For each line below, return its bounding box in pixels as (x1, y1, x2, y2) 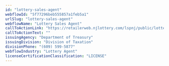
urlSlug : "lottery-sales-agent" (5, 16, 73, 21)
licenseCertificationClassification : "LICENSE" (5, 53, 107, 59)
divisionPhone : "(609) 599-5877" (5, 44, 75, 49)
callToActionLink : (5, 26, 44, 31)
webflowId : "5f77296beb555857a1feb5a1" (5, 12, 89, 17)
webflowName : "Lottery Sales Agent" (5, 21, 82, 26)
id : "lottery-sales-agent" (5, 7, 62, 12)
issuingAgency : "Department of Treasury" (5, 35, 94, 40)
